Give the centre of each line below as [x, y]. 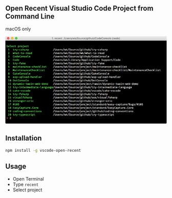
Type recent [26, 184]
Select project [27, 190]
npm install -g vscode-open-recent [43, 150]
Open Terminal [28, 179]
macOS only [18, 29]
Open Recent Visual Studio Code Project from [79, 8]
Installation [24, 138]
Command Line [30, 17]
